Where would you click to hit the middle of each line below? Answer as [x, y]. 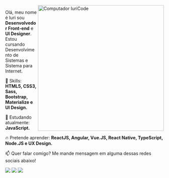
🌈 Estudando [18, 117]
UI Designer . [18, 34]
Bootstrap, [17, 97]
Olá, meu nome [21, 12]
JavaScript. [18, 128]
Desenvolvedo [21, 23]
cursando [15, 44]
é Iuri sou [15, 18]
